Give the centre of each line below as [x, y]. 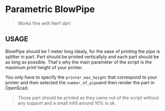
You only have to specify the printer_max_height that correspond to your [81, 77]
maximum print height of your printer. [44, 67]
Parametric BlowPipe [50, 9]
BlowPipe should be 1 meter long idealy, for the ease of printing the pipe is [83, 51]
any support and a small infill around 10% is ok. [67, 103]
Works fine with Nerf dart [44, 23]
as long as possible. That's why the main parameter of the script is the [78, 62]
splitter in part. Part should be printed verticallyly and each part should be [82, 57]
